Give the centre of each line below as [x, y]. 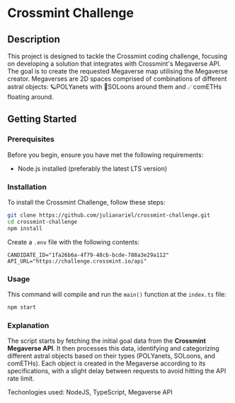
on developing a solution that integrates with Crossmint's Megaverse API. [114, 64]
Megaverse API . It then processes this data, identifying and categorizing [113, 348]
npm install [25, 228]
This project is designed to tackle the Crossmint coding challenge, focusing [117, 56]
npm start [22, 307]
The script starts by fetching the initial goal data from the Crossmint [107, 341]
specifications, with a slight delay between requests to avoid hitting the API [117, 371]
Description [34, 39]
